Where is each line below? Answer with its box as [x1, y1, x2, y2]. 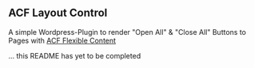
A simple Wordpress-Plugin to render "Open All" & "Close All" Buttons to [8, 27, 247, 36]
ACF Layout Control [8, 6, 108, 20]
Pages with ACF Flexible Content [8, 36, 117, 45]
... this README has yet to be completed [8, 51, 141, 60]
